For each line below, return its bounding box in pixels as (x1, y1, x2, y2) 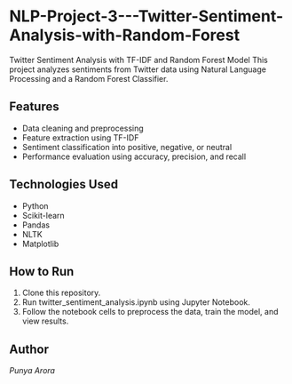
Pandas (21, 220, 51, 230)
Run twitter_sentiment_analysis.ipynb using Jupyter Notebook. (21, 297, 251, 308)
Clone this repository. (21, 287, 101, 299)
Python (21, 200, 49, 211)
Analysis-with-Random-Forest (9, 25, 241, 45)
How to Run (9, 264, 75, 279)
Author (9, 341, 49, 356)
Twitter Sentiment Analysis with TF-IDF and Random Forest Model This (9, 54, 268, 65)
